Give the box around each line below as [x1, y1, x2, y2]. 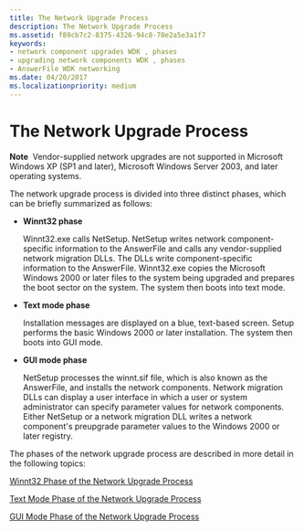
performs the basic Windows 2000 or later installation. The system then [22, 326, 294, 338]
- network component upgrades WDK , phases [9, 48, 178, 57]
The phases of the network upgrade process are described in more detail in [9, 448, 294, 459]
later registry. [22, 430, 73, 441]
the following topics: [9, 458, 86, 469]
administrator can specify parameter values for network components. [22, 401, 285, 412]
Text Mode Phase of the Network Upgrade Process [9, 493, 202, 504]
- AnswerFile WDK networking [9, 65, 121, 74]
